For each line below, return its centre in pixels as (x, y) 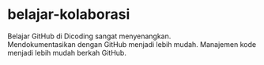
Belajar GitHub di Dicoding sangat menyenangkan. (89, 36)
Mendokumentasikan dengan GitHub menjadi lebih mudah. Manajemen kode (132, 44)
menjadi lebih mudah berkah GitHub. (67, 52)
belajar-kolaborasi (69, 14)
